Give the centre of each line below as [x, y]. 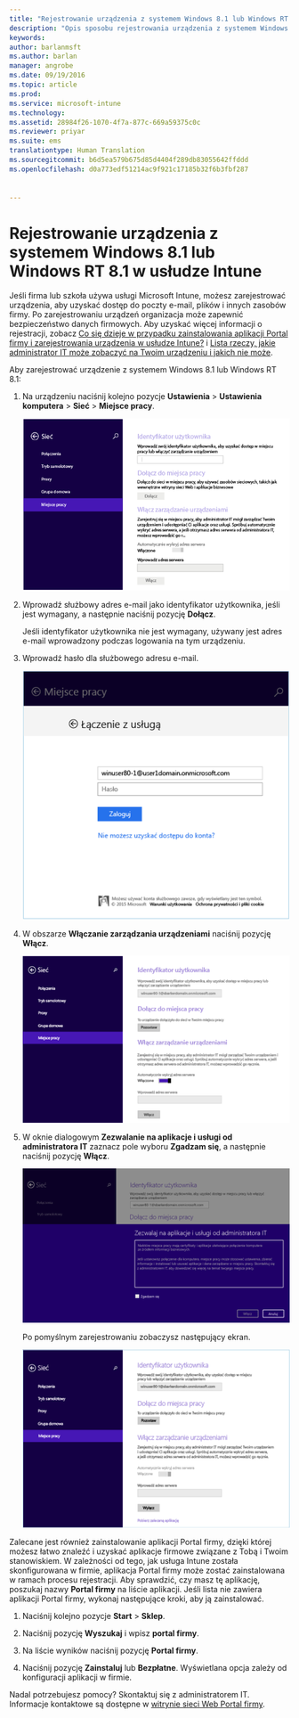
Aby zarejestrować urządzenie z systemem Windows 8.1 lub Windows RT [143, 370]
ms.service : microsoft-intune [65, 103]
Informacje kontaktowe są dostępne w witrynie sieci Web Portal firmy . [137, 1704]
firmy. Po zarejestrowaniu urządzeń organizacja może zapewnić [126, 315]
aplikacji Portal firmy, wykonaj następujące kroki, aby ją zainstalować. [137, 1599]
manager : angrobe [41, 66]
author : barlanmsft [45, 47]
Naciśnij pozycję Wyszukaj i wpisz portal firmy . [111, 1633]
